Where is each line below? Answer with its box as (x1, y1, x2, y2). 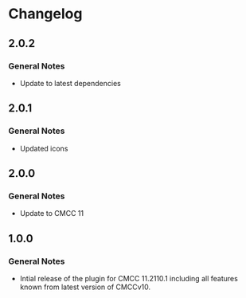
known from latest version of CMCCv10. (19, 282, 151, 292)
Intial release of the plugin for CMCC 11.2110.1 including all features (19, 273, 239, 283)
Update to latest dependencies (19, 78, 121, 88)
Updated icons (19, 143, 68, 153)
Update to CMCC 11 (19, 209, 84, 218)
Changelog (8, 5, 83, 23)
